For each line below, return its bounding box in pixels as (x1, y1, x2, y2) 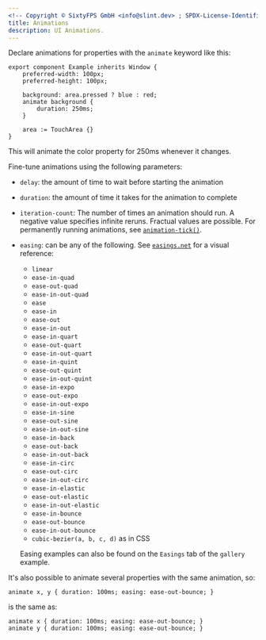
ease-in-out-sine (31, 426, 89, 434)
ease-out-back (31, 443, 78, 450)
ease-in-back (31, 434, 75, 443)
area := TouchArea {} (22, 126, 93, 134)
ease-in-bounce (31, 510, 82, 518)
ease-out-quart (31, 342, 82, 350)
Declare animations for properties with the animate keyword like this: (8, 48, 231, 58)
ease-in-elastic (31, 485, 85, 492)
